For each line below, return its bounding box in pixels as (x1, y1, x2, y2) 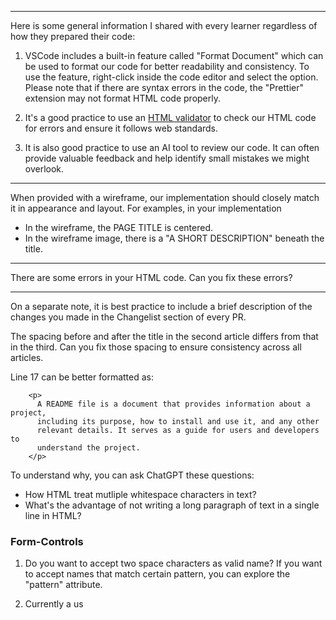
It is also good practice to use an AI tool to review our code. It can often (24, 142, 320, 153)
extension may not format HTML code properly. (24, 92, 222, 104)
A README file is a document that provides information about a (36, 399, 311, 409)
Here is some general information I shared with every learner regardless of (10, 20, 318, 31)
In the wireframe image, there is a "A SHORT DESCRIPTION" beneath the (24, 232, 325, 244)
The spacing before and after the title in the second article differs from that (10, 331, 319, 342)
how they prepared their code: (10, 31, 136, 42)
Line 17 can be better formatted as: (10, 371, 154, 383)
